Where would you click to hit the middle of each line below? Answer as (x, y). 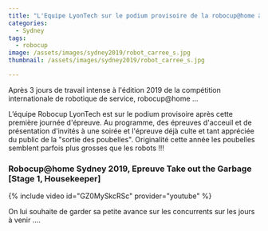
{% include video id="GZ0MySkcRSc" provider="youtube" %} (110, 196)
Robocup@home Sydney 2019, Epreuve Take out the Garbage (130, 169)
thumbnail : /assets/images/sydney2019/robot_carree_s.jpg (106, 61)
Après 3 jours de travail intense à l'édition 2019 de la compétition (115, 90)
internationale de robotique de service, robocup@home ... (103, 98)
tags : (17, 38)
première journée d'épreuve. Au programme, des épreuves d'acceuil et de (130, 122)
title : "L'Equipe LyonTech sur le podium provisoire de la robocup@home (132, 16)
